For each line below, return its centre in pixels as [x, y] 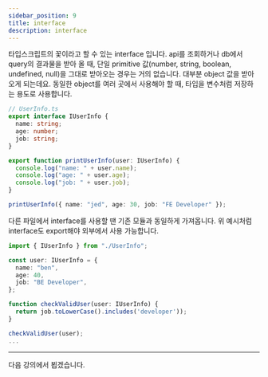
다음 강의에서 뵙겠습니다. [47, 364]
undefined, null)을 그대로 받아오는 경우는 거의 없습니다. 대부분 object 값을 [124, 74]
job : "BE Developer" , [51, 283]
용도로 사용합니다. [44, 94]
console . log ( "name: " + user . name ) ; [76, 168]
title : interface [37, 23]
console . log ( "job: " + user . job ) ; [73, 183]
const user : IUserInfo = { [53, 260]
